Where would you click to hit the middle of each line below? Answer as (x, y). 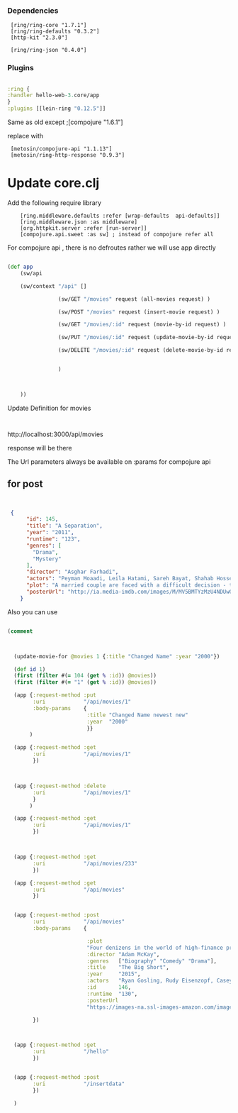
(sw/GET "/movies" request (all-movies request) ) (134, 299)
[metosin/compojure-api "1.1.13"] (61, 149)
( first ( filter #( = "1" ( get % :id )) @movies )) (85, 682)
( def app (20, 267)
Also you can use (33, 611)
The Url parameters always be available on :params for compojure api (109, 461)
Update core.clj (53, 183)
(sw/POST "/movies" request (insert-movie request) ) (139, 312)
